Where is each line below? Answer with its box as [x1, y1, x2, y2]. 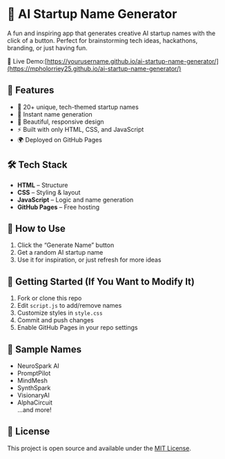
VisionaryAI [17, 391, 50, 399]
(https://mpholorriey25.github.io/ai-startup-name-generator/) [7, 64, 182, 72]
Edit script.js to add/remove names [17, 302, 122, 310]
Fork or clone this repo [17, 294, 82, 302]
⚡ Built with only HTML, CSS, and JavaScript [17, 125, 144, 133]
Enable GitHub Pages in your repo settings [17, 324, 138, 332]
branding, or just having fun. [7, 43, 88, 52]
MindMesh [17, 376, 48, 384]
